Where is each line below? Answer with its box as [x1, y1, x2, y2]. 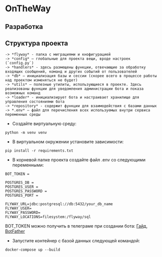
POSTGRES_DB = [5, 180, 34, 185]
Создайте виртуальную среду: [12, 121, 77, 127]
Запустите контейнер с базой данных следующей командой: [12, 238, 140, 244]
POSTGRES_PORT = [5, 193, 38, 198]
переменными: [12, 162, 44, 168]
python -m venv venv [5, 130, 48, 135]
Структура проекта [5, 39, 68, 47]
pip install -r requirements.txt [5, 148, 74, 154]
